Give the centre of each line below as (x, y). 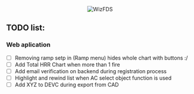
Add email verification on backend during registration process (90, 71)
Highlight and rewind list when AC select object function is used (93, 78)
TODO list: (26, 28)
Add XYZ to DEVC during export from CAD (67, 84)
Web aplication (28, 45)
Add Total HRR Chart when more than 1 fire (67, 64)
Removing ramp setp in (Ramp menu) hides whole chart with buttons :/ (101, 58)
